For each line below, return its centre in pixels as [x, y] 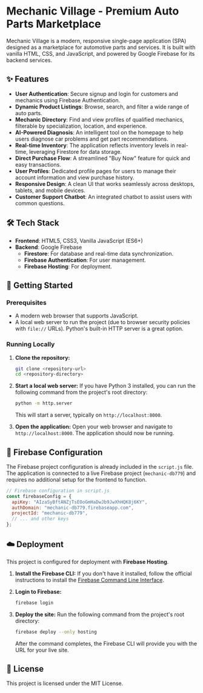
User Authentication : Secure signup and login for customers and [97, 94]
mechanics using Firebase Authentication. [67, 100]
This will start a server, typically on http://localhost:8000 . [88, 415]
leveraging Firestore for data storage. [76, 151]
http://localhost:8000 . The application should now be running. [95, 433]
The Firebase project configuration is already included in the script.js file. [100, 466]
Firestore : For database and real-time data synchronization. [99, 253]
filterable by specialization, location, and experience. [81, 126]
